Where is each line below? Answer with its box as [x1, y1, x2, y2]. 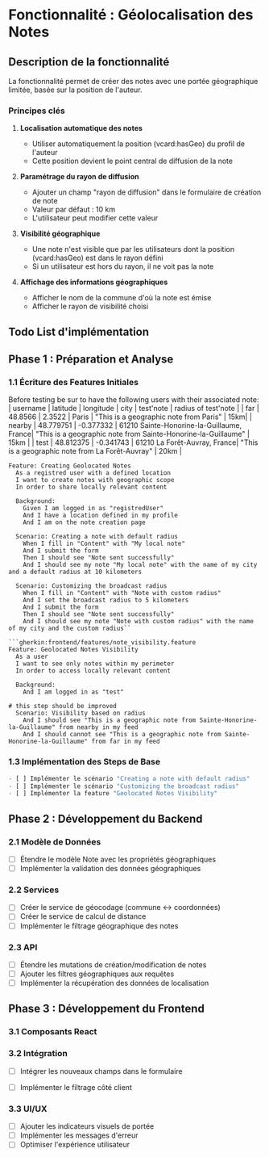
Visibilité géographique [19, 228, 101, 239]
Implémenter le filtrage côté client [19, 1082, 133, 1092]
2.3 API [8, 941, 38, 953]
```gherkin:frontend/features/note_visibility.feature [8, 639, 197, 647]
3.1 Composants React [8, 1026, 97, 1038]
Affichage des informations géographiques [19, 277, 168, 287]
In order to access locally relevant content [15, 667, 172, 675]
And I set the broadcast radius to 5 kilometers [23, 596, 189, 605]
